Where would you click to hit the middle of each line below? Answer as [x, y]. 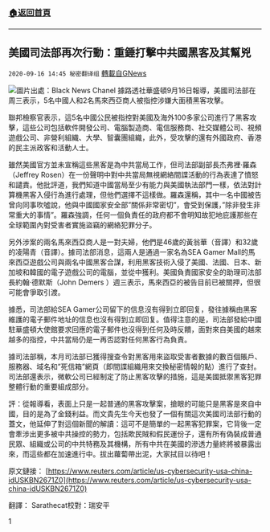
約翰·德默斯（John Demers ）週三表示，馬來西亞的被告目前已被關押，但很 [138, 282]
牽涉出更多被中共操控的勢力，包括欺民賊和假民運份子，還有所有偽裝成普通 [138, 434]
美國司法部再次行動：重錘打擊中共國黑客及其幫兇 [130, 53]
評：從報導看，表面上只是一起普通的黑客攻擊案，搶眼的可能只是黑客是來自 [131, 404]
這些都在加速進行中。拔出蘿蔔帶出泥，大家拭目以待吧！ [121, 454]
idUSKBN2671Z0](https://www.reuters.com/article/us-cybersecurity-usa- [130, 481]
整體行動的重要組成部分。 [51, 387]
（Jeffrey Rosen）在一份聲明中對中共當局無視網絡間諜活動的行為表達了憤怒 [133, 175]
